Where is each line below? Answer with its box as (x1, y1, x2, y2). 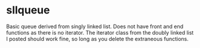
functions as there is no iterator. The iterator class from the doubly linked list (6, 29, 194, 36)
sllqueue (6, 4, 50, 17)
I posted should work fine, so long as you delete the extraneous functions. (6, 35, 189, 42)
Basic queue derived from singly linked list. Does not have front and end (6, 23, 184, 30)
